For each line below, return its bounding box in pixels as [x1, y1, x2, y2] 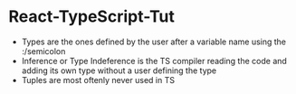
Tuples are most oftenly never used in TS [21, 74, 176, 85]
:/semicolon [21, 45, 66, 56]
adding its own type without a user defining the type [21, 65, 217, 76]
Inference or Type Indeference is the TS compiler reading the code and [21, 55, 287, 66]
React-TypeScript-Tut [8, 6, 176, 27]
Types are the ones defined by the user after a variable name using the [21, 36, 287, 47]
